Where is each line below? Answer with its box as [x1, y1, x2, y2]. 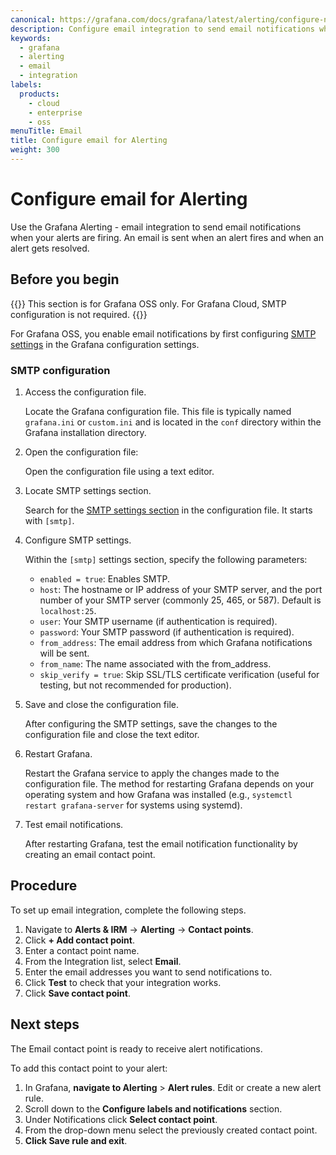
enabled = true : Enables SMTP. [39, 572, 170, 585]
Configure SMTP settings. [24, 534, 132, 546]
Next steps [10, 1016, 80, 1033]
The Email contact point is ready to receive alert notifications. [10, 1042, 263, 1055]
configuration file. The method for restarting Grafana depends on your [24, 777, 315, 790]
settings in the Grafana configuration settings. [10, 338, 200, 350]
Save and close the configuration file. [24, 698, 179, 710]
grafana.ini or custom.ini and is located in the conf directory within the [24, 416, 322, 428]
